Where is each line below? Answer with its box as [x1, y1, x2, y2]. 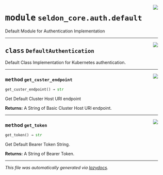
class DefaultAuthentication [5, 47, 95, 55]
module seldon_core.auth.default [5, 13, 142, 23]
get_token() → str [5, 133, 42, 138]
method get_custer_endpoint [5, 76, 73, 83]
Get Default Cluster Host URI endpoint [5, 96, 81, 102]
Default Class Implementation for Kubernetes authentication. [5, 59, 126, 65]
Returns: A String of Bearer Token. [5, 151, 75, 157]
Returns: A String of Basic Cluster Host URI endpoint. [5, 105, 112, 111]
